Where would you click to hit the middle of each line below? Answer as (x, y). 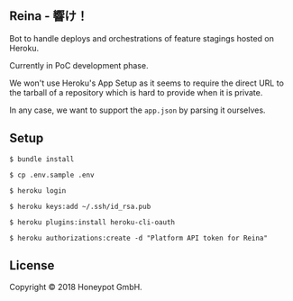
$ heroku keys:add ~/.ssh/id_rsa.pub (80, 206)
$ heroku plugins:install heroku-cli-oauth (92, 222)
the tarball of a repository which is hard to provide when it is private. (136, 92)
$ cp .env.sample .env (52, 175)
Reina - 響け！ (49, 16)
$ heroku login (38, 191)
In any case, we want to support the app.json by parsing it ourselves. (137, 110)
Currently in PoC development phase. (79, 65)
